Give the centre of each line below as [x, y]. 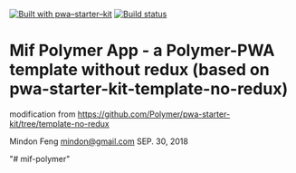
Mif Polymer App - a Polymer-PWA [142, 51]
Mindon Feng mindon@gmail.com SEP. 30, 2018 [99, 141]
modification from [43, 114]
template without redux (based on [139, 70]
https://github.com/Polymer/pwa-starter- [154, 114]
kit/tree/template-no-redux [60, 123]
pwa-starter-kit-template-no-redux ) [148, 89]
